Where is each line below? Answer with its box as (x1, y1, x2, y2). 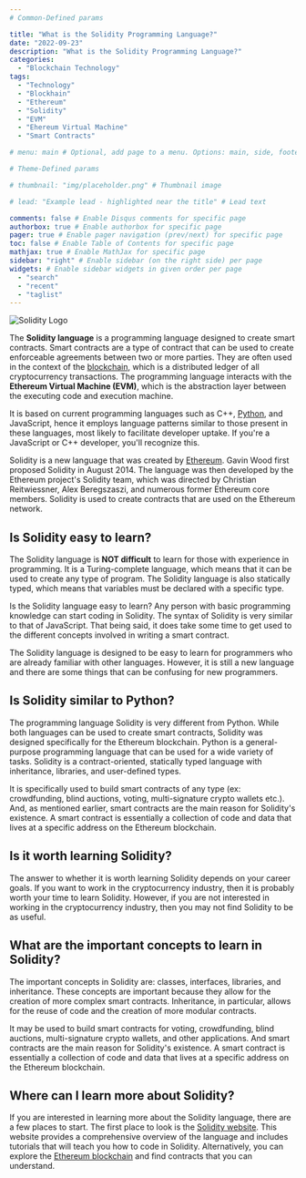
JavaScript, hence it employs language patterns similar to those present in (9, 418, 289, 429)
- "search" (17, 272, 59, 282)
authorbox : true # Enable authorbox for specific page (9, 222, 222, 231)
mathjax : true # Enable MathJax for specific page (9, 248, 206, 257)
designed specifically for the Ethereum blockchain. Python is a (9, 736, 244, 747)
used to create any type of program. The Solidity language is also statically (9, 573, 291, 584)
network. (9, 503, 44, 515)
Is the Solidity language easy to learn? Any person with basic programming (9, 600, 291, 611)
